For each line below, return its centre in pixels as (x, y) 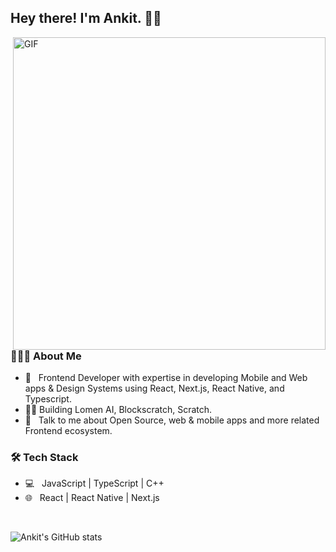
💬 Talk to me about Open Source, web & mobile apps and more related (172, 420)
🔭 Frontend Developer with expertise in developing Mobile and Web (166, 378)
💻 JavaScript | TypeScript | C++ (94, 483)
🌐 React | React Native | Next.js (92, 498)
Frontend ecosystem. (68, 431)
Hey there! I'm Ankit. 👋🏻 (86, 18)
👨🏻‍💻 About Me (46, 356)
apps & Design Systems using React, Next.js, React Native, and (154, 388)
